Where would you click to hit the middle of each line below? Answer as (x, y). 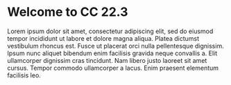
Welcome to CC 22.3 (68, 12)
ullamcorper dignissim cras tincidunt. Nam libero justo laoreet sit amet (107, 60)
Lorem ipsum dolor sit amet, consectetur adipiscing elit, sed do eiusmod (110, 31)
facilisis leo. (24, 75)
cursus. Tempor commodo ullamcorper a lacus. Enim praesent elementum (113, 68)
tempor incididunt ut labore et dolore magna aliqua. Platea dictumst (103, 38)
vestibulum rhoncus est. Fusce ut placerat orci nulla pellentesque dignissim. (115, 46)
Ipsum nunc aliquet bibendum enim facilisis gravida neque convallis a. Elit (112, 53)
